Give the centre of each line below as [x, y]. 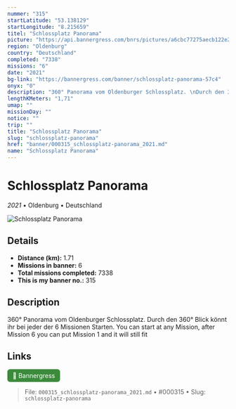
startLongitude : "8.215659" [48, 27]
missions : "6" [28, 66]
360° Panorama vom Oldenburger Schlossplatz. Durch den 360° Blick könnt [117, 319]
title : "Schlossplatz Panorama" [54, 131]
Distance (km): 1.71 [45, 258]
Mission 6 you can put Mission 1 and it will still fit [77, 334]
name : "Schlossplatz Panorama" [53, 151]
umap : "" [20, 105]
